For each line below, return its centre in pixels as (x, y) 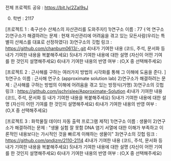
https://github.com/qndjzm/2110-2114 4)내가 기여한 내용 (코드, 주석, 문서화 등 (84, 140)
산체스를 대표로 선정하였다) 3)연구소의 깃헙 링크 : (63, 42)
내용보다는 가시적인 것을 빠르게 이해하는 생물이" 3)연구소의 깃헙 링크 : (88, 134)
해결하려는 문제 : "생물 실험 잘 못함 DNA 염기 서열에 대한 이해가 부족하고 (86, 128)
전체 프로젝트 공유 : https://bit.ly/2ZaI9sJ (47, 7)
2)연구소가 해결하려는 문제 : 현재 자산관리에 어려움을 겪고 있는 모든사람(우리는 (82, 36)
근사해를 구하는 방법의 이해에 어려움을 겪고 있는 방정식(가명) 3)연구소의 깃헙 (89, 85)
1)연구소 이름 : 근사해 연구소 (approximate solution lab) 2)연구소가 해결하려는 (83, 78)
